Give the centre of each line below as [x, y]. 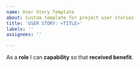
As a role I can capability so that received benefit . [70, 57]
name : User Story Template [40, 12]
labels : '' [20, 29]
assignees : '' [24, 35]
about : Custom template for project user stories [70, 18]
